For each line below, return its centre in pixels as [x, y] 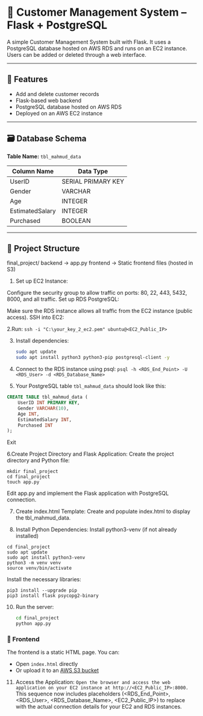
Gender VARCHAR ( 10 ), [43, 408]
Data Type [93, 171]
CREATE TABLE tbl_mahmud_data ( [47, 397]
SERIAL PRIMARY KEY [93, 181]
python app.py [33, 624]
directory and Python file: [38, 460]
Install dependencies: [42, 341]
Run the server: [35, 607]
